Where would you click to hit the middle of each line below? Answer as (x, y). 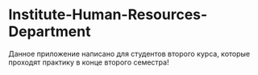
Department (50, 32)
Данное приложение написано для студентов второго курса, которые (129, 53)
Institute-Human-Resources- (108, 15)
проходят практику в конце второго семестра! (89, 62)
